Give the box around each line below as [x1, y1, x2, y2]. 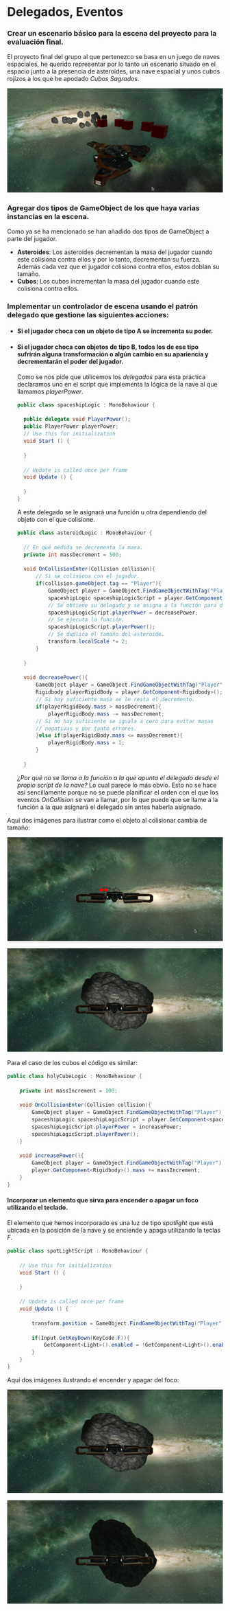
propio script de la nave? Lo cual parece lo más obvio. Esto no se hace [16, 781, 217, 789]
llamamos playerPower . [16, 387, 84, 396]
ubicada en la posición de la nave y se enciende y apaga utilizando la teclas [7, 1226, 221, 1235]
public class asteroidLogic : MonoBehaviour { [16, 529, 153, 536]
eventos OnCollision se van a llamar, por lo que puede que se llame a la [16, 795, 218, 803]
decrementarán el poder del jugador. [16, 358, 124, 366]
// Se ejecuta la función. [47, 616, 125, 624]
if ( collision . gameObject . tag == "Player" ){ [35, 580, 162, 587]
